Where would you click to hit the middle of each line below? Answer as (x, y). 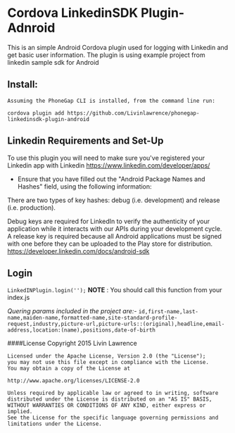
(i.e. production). (32, 207)
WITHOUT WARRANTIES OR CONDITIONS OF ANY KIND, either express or (107, 406)
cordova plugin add (36, 113)
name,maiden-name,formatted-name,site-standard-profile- (93, 318)
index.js (19, 298)
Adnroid (31, 28)
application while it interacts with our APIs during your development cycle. (115, 228)
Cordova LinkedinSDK (73, 13)
